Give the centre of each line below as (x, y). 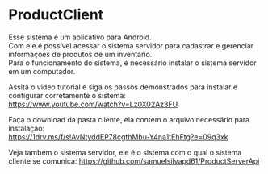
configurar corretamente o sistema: (67, 95)
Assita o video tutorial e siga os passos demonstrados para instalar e (123, 87)
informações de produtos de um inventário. (80, 54)
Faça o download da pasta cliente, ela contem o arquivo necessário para (129, 119)
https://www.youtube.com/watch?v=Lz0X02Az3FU (93, 104)
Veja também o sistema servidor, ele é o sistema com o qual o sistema (125, 152)
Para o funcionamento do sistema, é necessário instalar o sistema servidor (132, 63)
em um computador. (42, 71)
